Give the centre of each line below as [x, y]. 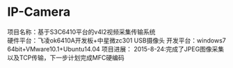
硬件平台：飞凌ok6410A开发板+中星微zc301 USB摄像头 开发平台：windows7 [116, 40]
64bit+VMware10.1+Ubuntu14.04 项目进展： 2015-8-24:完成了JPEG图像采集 [116, 49]
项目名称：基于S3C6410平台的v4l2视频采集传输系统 [81, 32]
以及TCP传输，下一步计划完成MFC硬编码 [66, 57]
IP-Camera [39, 12]
